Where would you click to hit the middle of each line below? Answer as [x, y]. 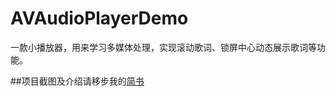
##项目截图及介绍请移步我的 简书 [77, 81]
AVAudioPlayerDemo [99, 18]
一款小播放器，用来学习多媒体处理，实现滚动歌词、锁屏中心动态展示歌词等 [163, 47]
